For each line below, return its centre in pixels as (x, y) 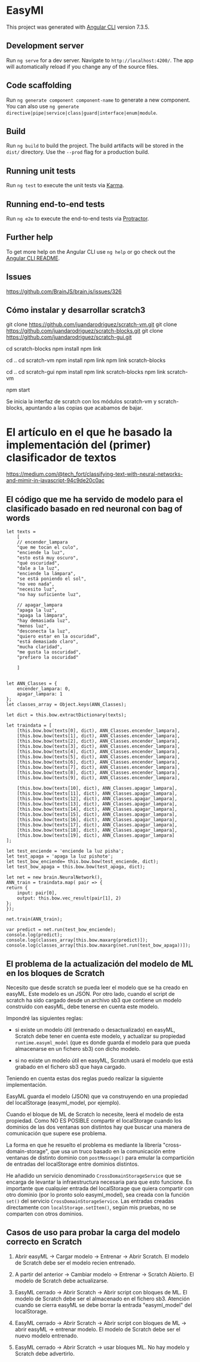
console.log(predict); (34, 935)
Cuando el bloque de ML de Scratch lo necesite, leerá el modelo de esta (95, 1114)
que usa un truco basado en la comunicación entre (113, 1151)
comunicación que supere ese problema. (57, 1133)
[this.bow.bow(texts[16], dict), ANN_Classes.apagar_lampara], (97, 820)
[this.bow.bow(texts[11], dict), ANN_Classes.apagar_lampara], (97, 794)
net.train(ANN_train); (34, 919)
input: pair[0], (37, 893)
